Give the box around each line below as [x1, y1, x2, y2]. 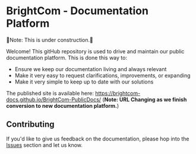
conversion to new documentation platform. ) [6, 102, 119, 109]
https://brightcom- [94, 89, 141, 97]
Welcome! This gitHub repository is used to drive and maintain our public [6, 47, 185, 54]
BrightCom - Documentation [6, 4, 148, 18]
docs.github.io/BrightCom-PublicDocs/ [6, 96, 102, 103]
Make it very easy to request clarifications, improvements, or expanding [14, 72, 191, 79]
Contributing [6, 120, 55, 130]
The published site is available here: [6, 89, 94, 97]
